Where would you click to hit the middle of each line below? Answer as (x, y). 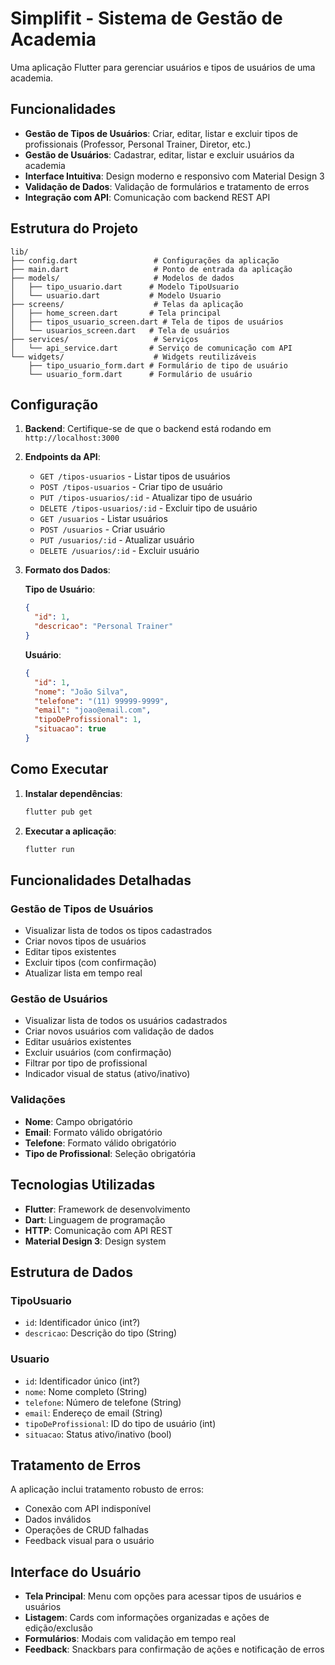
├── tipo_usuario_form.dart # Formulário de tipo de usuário (158, 365)
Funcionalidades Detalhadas (101, 880)
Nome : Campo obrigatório (78, 1121)
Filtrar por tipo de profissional (86, 1063)
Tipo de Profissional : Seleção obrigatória (110, 1153)
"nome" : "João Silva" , (81, 692)
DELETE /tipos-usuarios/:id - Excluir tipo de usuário (148, 508)
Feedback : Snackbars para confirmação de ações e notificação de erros (174, 1649)
